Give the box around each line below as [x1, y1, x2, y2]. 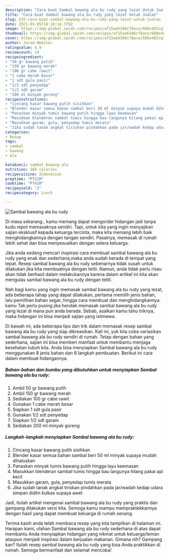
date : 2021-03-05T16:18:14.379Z [5, 21, 73, 27]
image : [5, 26, 19, 31]
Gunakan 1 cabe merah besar [12, 401, 73, 407]
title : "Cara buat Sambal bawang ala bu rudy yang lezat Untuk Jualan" [5, 12, 158, 17]
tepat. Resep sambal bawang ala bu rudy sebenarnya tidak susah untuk [5, 260, 153, 266]
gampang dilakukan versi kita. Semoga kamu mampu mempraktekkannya [5, 505, 157, 511]
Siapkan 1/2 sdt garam [12, 417, 59, 423]
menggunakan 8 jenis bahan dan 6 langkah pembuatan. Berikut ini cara [5, 350, 153, 356]
